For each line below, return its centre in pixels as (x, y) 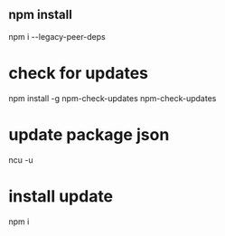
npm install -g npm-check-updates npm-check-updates (112, 98)
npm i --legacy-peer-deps (57, 36)
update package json (89, 134)
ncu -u (21, 160)
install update (61, 196)
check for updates (79, 73)
